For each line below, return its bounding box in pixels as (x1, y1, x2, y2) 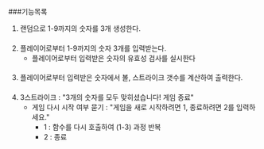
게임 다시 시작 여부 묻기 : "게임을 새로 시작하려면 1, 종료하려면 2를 (31, 102, 235, 112)
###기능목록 (8, 7, 48, 16)
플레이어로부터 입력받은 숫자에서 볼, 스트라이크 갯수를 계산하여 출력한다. (19, 73, 243, 82)
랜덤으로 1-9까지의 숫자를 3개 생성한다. (19, 24, 142, 33)
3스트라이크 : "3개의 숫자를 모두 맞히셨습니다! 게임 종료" (19, 92, 195, 101)
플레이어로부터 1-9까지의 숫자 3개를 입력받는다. (19, 43, 167, 53)
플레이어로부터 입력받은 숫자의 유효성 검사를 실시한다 (31, 53, 196, 63)
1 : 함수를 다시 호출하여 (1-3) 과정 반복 (43, 122, 161, 132)
